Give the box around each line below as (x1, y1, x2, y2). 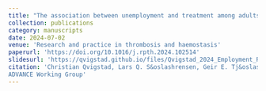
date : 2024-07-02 (8, 33, 66, 42)
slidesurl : (8, 56, 44, 64)
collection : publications (8, 19, 93, 27)
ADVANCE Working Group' (8, 70, 87, 78)
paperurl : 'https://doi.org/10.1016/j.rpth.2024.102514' (8, 48, 200, 56)
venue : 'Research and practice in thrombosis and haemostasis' (8, 41, 222, 49)
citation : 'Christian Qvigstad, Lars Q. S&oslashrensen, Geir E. (8, 63, 228, 71)
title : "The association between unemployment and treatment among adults (8, 11, 260, 20)
